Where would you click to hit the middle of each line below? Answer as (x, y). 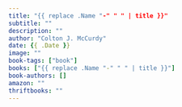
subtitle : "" (30, 23)
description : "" (36, 31)
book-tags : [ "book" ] (43, 61)
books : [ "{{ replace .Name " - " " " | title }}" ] (92, 68)
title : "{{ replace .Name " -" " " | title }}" (88, 16)
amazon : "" (27, 83)
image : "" (25, 53)
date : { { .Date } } (39, 46)
